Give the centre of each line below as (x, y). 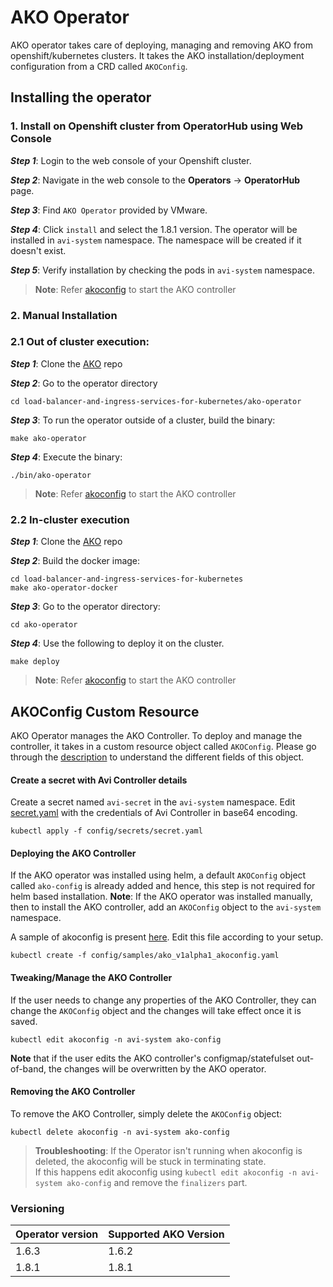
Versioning (37, 1208)
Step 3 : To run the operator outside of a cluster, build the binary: (143, 420)
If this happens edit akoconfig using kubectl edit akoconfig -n (166, 1172)
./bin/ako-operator (51, 475)
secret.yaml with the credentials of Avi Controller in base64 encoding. (154, 813)
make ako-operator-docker (64, 588)
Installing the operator (81, 97)
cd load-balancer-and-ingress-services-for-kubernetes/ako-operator (156, 401)
